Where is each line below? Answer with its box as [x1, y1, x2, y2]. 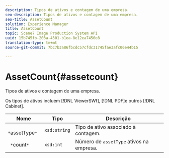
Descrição [105, 115, 131, 122]
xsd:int [44, 142, 63, 147]
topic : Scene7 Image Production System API [5, 31, 98, 36]
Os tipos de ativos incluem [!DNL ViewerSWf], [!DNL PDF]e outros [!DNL [5, 97, 155, 103]
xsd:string [44, 127, 70, 133]
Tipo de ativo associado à [75, 123, 136, 130]
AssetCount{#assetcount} [5, 71, 119, 82]
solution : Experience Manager [5, 21, 69, 27]
